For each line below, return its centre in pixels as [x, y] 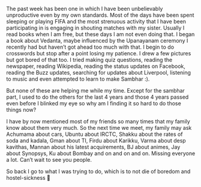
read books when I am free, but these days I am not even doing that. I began [100, 34]
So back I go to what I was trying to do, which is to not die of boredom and [98, 171]
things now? [21, 110]
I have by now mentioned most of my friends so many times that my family [98, 121]
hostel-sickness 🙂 [28, 178]
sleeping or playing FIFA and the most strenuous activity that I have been [96, 21]
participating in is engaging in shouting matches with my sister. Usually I [95, 28]
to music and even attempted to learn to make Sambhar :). [78, 79]
